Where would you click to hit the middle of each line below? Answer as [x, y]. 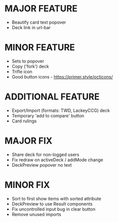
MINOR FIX [27, 185]
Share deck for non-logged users [45, 154]
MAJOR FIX [29, 141]
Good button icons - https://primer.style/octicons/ [62, 76]
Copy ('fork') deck [30, 66]
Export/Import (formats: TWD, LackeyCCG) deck [61, 110]
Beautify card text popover [39, 22]
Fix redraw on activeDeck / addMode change [58, 160]
